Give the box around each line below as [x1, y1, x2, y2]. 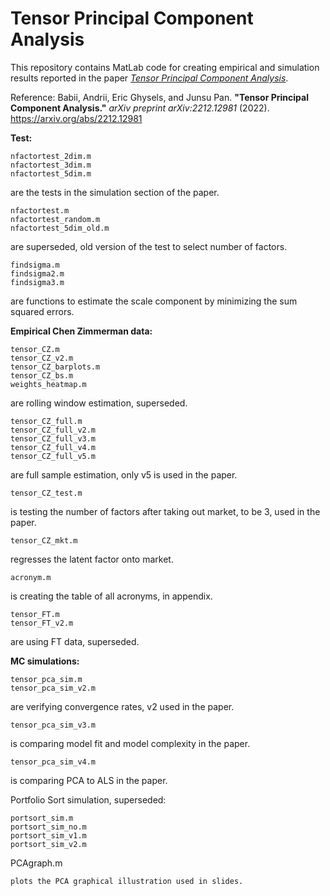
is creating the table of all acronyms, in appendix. [10, 590, 213, 602]
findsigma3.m [10, 277, 65, 287]
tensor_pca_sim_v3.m [10, 720, 97, 730]
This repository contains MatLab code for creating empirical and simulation [10, 61, 320, 73]
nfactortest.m [10, 205, 70, 216]
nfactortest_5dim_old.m [10, 223, 110, 233]
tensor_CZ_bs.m [10, 370, 74, 381]
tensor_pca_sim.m [10, 674, 83, 684]
